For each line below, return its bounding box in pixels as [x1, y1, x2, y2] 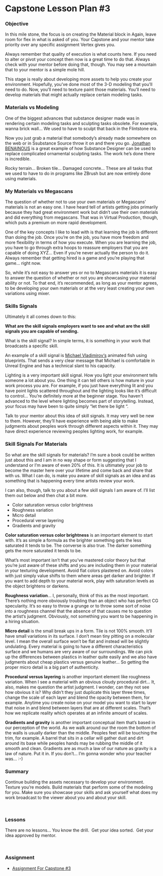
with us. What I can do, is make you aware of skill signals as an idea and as [5, 472, 156, 479]
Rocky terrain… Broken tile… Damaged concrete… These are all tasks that [5, 165, 153, 171]
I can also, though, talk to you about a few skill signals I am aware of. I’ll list [5, 487, 155, 493]
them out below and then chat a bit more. [5, 492, 88, 498]
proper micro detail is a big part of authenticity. [5, 664, 99, 670]
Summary [5, 768, 29, 774]
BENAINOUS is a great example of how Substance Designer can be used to [5, 145, 156, 151]
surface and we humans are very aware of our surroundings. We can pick [5, 648, 153, 654]
